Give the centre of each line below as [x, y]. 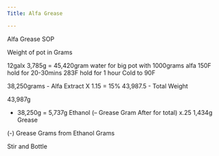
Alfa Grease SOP [31, 39]
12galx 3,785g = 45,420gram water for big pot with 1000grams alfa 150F [109, 65]
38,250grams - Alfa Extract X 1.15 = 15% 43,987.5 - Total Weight [98, 86]
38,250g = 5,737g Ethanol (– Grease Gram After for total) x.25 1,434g [115, 112]
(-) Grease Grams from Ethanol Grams [61, 133]
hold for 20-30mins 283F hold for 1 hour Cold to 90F [81, 73]
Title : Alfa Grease [35, 13]
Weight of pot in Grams [40, 52]
